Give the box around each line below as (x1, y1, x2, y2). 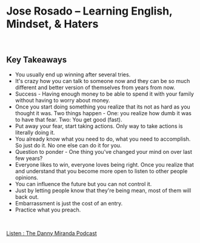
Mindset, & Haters (6, 17, 99, 31)
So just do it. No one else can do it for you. (15, 141, 122, 149)
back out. (15, 193, 39, 201)
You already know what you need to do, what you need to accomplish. (15, 135, 191, 142)
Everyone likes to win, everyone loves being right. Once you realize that (15, 161, 194, 168)
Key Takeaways (6, 55, 67, 65)
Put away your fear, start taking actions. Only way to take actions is (15, 122, 183, 130)
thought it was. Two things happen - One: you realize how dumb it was (15, 109, 192, 116)
